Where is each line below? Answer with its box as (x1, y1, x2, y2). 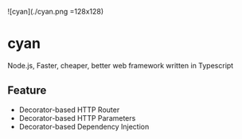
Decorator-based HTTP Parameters (18, 113, 136, 122)
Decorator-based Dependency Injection (18, 122, 150, 131)
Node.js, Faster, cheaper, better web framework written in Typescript (7, 60, 234, 70)
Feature (7, 83, 47, 98)
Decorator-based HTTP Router (18, 105, 120, 114)
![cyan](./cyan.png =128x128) (7, 7, 104, 16)
